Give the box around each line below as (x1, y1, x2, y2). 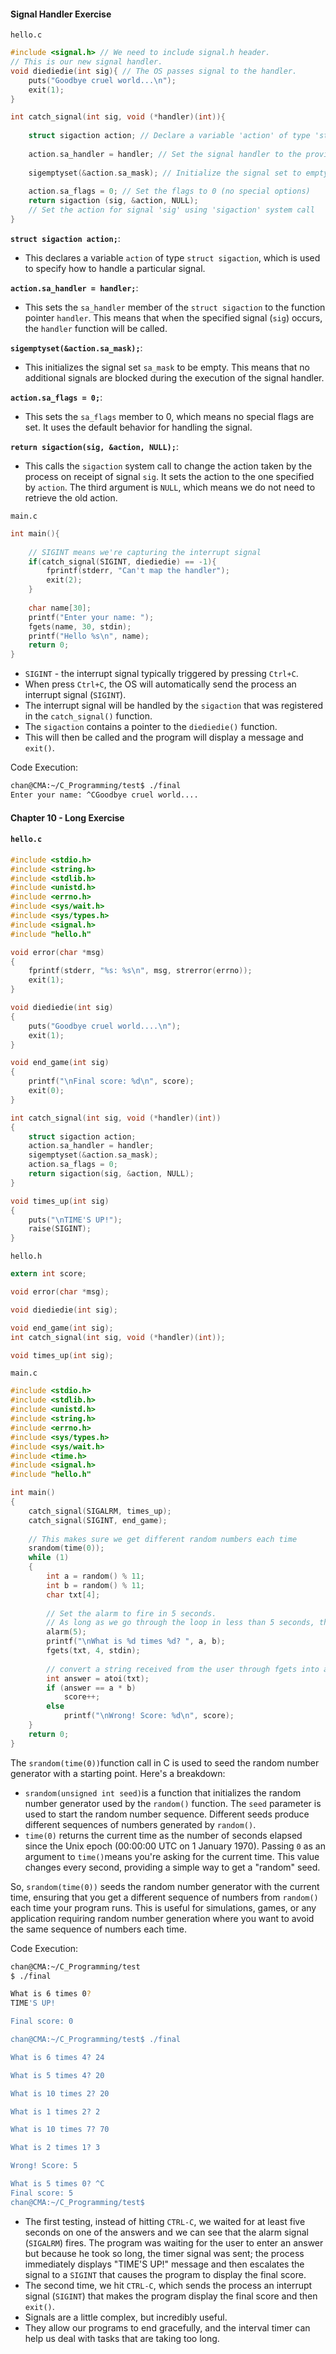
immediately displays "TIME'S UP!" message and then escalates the (24, 2258, 305, 2270)
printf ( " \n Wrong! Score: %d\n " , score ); (63, 1711, 235, 1721)
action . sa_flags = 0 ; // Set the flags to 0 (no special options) (28, 186, 311, 197)
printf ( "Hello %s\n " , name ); (28, 631, 150, 641)
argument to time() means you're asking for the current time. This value (24, 1850, 320, 1862)
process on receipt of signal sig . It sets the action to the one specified (24, 470, 315, 482)
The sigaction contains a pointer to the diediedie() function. (24, 721, 278, 733)
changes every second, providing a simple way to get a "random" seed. (24, 1861, 321, 1873)
